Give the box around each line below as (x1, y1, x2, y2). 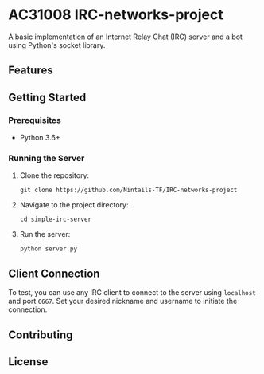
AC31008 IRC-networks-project (8, 6, 224, 24)
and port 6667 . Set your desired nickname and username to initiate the (8, 297, 238, 306)
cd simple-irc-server (19, 215, 91, 224)
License (8, 355, 49, 368)
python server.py (19, 245, 78, 253)
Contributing (8, 328, 73, 341)
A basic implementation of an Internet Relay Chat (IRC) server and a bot (8, 32, 243, 41)
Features (8, 64, 53, 77)
